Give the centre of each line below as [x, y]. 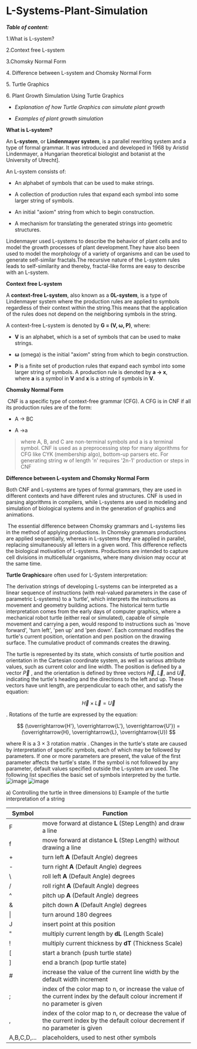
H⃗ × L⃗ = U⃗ [98, 703]
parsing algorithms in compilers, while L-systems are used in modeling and [97, 502]
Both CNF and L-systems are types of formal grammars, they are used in [94, 489]
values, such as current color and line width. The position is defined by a [94, 666]
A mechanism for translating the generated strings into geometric [94, 223]
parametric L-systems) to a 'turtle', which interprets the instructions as [91, 598]
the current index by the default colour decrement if [113, 1020]
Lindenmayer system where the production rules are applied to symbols [93, 301]
